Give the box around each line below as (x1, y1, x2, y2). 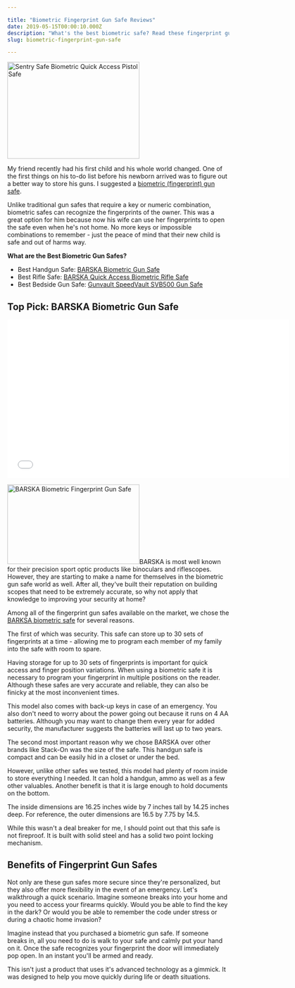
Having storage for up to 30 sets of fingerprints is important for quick (7, 658, 208, 667)
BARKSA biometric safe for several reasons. (7, 616, 135, 625)
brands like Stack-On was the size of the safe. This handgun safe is (7, 746, 203, 754)
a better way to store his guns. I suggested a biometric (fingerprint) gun (7, 180, 215, 188)
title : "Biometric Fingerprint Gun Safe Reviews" (7, 16, 156, 23)
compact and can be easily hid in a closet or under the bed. (7, 753, 180, 761)
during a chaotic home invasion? (7, 915, 102, 923)
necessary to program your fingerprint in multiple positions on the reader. (7, 673, 220, 682)
